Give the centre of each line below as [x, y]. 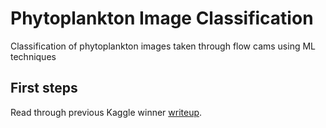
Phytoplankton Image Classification [162, 18]
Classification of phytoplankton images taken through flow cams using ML [163, 46]
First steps [44, 88]
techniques [33, 56]
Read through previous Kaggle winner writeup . [106, 112]
